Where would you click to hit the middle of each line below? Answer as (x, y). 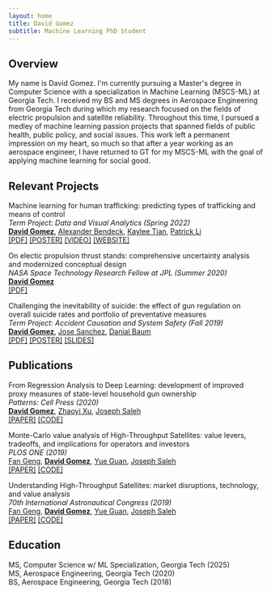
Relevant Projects (54, 186)
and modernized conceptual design (68, 264)
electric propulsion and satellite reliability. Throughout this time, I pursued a (134, 117)
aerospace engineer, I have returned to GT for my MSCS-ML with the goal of (135, 152)
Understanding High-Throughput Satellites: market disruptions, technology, (133, 485)
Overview (34, 64)
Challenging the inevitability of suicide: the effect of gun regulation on (125, 306)
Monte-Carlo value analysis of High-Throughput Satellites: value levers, (127, 435)
